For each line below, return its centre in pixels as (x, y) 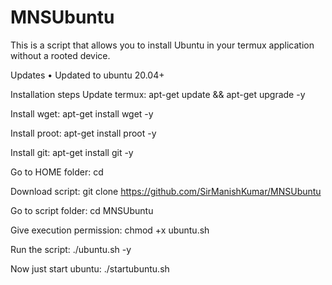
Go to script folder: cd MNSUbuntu (82, 210)
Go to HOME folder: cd (57, 172)
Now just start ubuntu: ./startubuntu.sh (90, 268)
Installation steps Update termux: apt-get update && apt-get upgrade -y (158, 94)
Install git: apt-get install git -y (72, 152)
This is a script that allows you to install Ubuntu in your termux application (162, 45)
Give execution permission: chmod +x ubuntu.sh (110, 230)
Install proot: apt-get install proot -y (83, 133)
